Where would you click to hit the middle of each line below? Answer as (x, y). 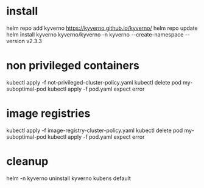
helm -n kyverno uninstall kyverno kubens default (69, 178)
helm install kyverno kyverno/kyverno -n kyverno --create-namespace (95, 34)
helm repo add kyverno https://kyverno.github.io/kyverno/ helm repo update (102, 28)
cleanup (27, 161)
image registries (48, 113)
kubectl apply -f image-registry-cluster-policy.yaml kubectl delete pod (95, 130)
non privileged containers (73, 66)
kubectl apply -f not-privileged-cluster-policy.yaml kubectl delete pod (94, 82)
